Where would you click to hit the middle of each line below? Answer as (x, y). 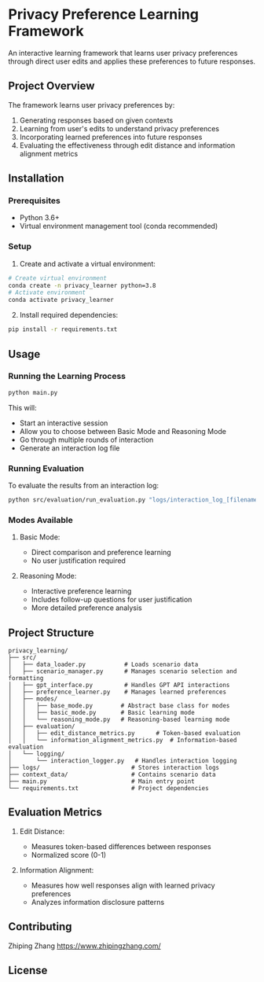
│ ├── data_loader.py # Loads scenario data (103, 664)
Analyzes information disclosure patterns (98, 902)
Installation (36, 178)
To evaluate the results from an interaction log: (84, 485)
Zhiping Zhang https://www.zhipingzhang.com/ (84, 946)
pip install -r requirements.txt (63, 329)
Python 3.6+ (40, 218)
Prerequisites (34, 200)
